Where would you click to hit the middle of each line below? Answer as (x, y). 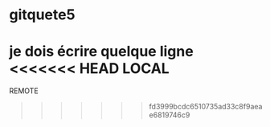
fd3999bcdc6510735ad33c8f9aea (206, 107)
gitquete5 (42, 15)
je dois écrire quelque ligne (101, 52)
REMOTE (24, 91)
